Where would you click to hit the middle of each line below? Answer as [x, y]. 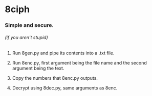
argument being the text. [38, 68]
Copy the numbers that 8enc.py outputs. [55, 78]
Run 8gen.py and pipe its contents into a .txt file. [63, 53]
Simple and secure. [29, 25]
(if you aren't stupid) [26, 37]
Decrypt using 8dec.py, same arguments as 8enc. [65, 88]
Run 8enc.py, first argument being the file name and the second [79, 63]
